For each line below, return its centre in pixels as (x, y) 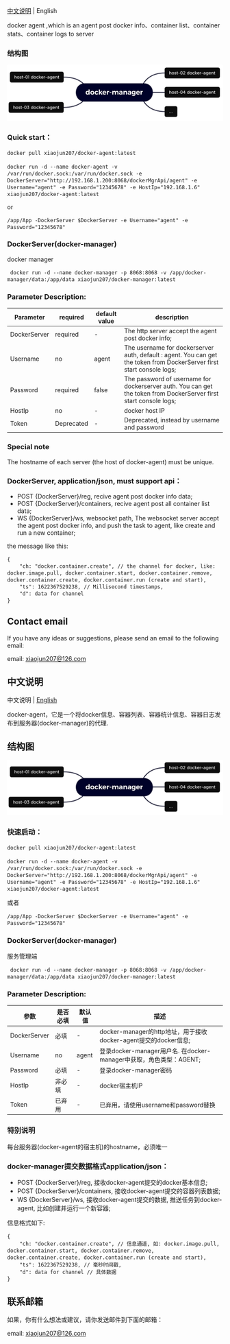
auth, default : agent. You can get (171, 355)
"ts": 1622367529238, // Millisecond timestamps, (92, 587)
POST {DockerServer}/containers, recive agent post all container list (113, 503)
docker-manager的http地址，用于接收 (153, 1031)
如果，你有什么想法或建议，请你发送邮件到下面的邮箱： (85, 1319)
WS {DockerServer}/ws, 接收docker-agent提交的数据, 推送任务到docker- (119, 1200)
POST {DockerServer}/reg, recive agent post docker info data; (105, 496)
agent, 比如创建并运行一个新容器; (64, 1208)
